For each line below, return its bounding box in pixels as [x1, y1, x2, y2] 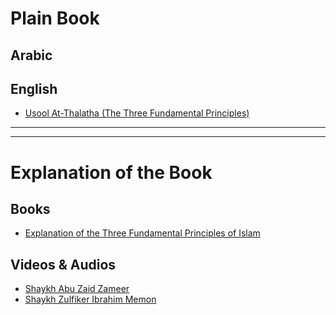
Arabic [10, 47, 53, 64]
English [10, 80, 58, 97]
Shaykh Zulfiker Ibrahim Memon [24, 293, 157, 306]
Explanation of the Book [10, 161, 213, 184]
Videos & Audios [10, 256, 117, 273]
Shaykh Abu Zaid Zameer [24, 283, 130, 295]
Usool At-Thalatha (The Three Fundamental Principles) [24, 107, 250, 119]
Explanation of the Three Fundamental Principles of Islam [24, 227, 261, 239]
